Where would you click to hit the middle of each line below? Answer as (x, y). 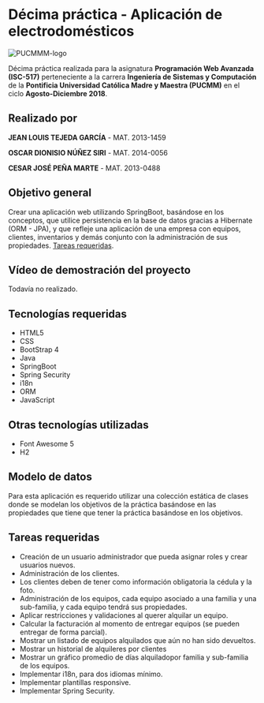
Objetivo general (50, 193)
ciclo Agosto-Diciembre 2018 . (58, 93)
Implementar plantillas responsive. (75, 682)
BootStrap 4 (39, 350)
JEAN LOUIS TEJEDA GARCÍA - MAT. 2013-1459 (87, 137)
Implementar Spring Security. (67, 690)
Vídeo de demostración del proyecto (100, 270)
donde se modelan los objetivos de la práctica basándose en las (112, 504)
